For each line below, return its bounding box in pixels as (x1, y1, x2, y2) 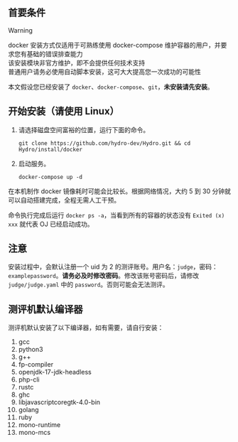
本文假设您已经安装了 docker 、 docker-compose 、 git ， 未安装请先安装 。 (8, 82, 214, 91)
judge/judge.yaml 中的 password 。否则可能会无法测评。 (8, 280, 169, 289)
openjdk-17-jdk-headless (18, 368, 92, 377)
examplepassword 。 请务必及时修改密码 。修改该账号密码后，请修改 (8, 271, 200, 280)
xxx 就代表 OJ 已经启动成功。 (8, 220, 94, 228)
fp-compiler (18, 360, 54, 369)
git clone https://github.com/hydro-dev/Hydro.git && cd (18, 139, 191, 147)
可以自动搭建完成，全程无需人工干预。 (8, 195, 120, 204)
